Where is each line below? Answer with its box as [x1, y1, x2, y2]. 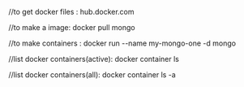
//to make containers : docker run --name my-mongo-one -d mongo [8, 38, 237, 48]
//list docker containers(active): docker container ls [8, 54, 180, 63]
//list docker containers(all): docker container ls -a [8, 70, 176, 80]
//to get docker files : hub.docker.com [8, 7, 135, 16]
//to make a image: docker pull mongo [8, 23, 135, 32]
